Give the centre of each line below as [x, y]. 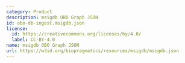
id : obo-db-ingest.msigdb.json [45, 23]
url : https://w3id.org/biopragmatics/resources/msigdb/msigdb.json [93, 51]
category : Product [29, 12]
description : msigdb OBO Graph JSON [52, 17]
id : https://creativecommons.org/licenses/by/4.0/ [77, 34]
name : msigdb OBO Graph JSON [43, 46]
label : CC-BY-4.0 [33, 40]
